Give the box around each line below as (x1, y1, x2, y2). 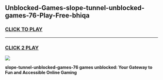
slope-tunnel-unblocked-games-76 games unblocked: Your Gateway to (5, 64, 153, 70)
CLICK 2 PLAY (5, 44, 39, 51)
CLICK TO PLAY (5, 26, 43, 33)
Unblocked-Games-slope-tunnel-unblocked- (5, 4, 145, 12)
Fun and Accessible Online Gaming (5, 69, 77, 75)
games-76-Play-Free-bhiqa (5, 12, 90, 20)
